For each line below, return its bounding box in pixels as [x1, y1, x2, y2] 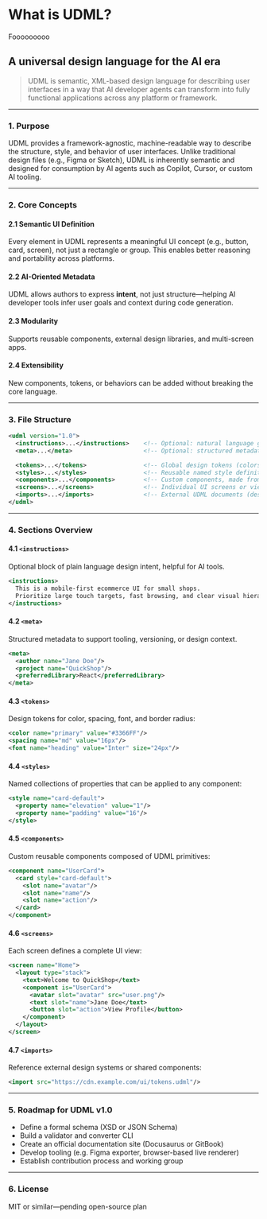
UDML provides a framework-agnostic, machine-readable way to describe [8, 138, 252, 148]
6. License [8, 1183, 49, 1194]
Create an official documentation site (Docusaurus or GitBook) [19, 1139, 224, 1149]
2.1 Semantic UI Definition [8, 219, 95, 228]
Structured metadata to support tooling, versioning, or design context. [8, 634, 238, 643]
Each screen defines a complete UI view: [8, 946, 142, 956]
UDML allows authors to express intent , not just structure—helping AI [8, 289, 236, 299]
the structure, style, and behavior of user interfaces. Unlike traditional [8, 147, 236, 157]
